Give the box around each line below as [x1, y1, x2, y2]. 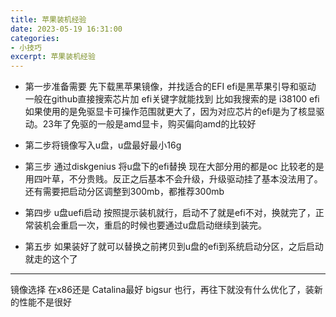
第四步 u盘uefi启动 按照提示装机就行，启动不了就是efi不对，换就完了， [24, 207, 316, 219]
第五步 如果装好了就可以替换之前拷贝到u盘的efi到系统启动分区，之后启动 [24, 241, 324, 253]
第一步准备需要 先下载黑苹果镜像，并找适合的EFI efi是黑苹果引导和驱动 [24, 81, 317, 93]
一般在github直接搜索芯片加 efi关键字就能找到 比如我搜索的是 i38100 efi [24, 93, 320, 105]
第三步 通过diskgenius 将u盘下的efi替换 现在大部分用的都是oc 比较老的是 [24, 161, 325, 173]
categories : [10, 33, 60, 43]
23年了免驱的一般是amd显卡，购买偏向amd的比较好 [42, 118, 257, 130]
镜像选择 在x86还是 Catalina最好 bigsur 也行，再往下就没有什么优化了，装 [10, 284, 315, 296]
